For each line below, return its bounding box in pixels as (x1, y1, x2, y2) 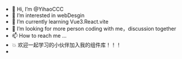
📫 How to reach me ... (11, 32, 67, 39)
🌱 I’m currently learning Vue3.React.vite (11, 18, 109, 25)
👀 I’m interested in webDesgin (11, 12, 84, 19)
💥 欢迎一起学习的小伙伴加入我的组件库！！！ (11, 41, 122, 48)
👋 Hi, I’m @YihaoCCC (11, 6, 64, 12)
